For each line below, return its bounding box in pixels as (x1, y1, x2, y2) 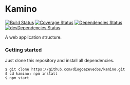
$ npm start (5, 76, 29, 81)
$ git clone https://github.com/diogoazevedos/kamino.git (5, 67, 125, 72)
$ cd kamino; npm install (5, 71, 57, 76)
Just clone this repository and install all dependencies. (5, 58, 114, 64)
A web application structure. (5, 34, 62, 40)
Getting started (5, 46, 42, 53)
